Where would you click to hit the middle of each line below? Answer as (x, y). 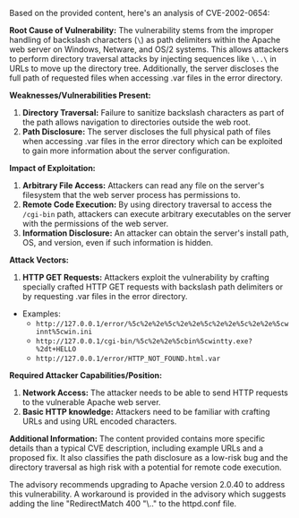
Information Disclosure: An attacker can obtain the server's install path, (155, 233)
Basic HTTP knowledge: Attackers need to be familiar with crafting (146, 412)
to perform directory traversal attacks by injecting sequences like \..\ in (143, 59)
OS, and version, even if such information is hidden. (117, 242)
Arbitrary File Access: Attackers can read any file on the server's (143, 186)
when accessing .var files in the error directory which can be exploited (153, 141)
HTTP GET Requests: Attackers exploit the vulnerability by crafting (146, 277)
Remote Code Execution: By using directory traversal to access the (147, 204)
